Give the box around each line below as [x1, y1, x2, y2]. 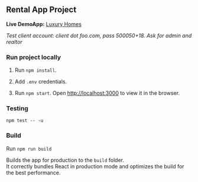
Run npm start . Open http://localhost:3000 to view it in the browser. [14, 90, 180, 97]
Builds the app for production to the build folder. [6, 157, 125, 164]
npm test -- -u [6, 118, 44, 124]
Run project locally [6, 53, 61, 61]
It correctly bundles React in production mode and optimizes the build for [6, 162, 184, 170]
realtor [6, 38, 22, 45]
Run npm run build [6, 145, 52, 152]
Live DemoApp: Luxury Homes [6, 20, 82, 27]
